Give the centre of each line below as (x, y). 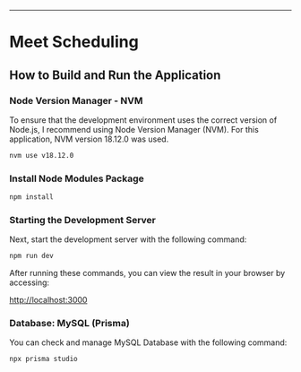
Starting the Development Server (83, 220)
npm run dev (31, 256)
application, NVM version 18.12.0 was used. (89, 139)
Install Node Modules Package (77, 178)
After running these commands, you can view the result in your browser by (147, 273)
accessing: (30, 282)
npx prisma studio (43, 359)
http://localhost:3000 (48, 300)
